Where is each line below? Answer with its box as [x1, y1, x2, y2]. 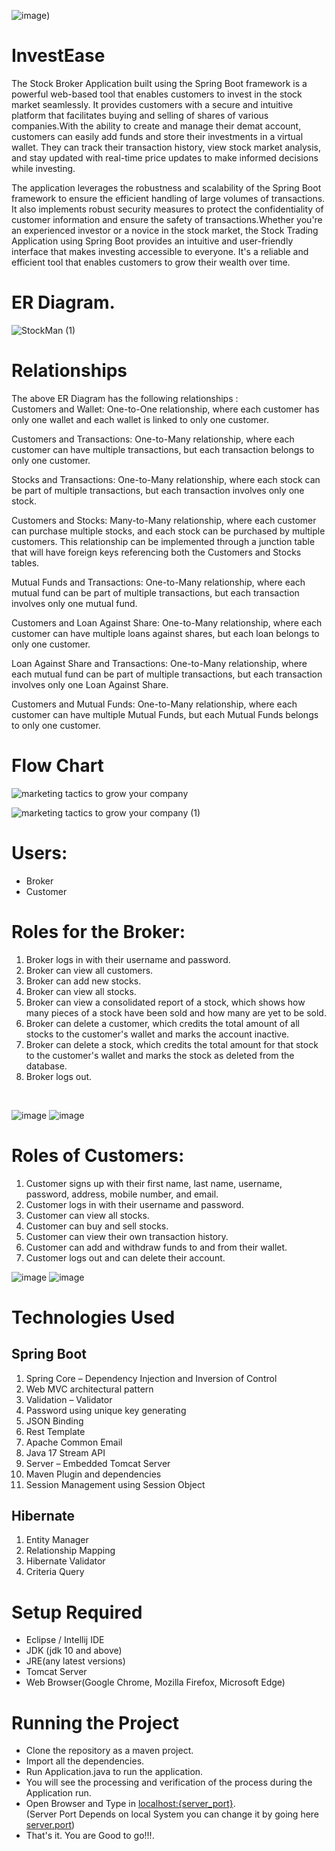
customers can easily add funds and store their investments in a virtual [11, 130, 304, 142]
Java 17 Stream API [25, 1446, 106, 1459]
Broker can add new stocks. [25, 975, 142, 987]
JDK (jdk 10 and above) [25, 1645, 123, 1657]
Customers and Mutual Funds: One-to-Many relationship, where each [11, 698, 298, 710]
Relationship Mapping [25, 1545, 116, 1557]
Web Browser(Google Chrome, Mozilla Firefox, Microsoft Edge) [25, 1676, 286, 1689]
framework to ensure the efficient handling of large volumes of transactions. [11, 192, 326, 204]
